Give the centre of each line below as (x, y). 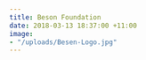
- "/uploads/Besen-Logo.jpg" (63, 42)
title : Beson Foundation (55, 17)
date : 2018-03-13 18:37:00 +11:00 (73, 26)
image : (21, 34)
